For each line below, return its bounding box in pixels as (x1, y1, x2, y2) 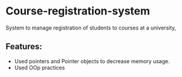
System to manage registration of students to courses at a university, (5, 24, 177, 31)
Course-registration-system (5, 4, 151, 18)
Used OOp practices (14, 64, 65, 71)
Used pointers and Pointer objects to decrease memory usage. (14, 57, 170, 64)
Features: (5, 42, 43, 52)
